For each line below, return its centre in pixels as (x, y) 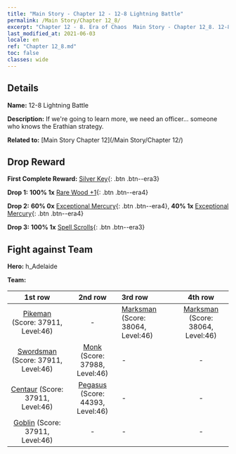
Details (23, 88)
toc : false (23, 53)
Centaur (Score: (37, 389)
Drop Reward (36, 162)
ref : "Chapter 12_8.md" (42, 46)
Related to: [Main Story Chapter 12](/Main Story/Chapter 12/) (96, 140)
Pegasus (93, 385)
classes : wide (28, 60)
